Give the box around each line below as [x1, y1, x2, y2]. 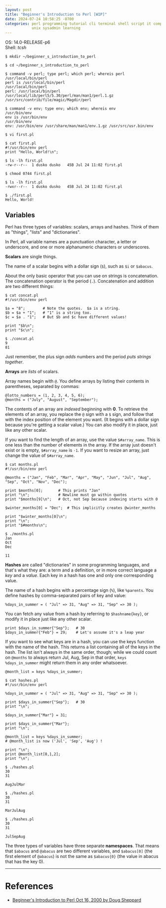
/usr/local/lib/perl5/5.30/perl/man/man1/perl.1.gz [5, 93, 114, 98]
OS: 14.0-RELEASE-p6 [5, 39, 50, 45]
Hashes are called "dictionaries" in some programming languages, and [5, 562, 150, 567]
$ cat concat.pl [5, 293, 39, 298]
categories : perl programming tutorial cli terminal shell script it [5, 21, 152, 26]
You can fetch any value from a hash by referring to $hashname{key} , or [5, 611, 149, 617]
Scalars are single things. [5, 253, 57, 259]
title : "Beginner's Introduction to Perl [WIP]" [5, 12, 107, 17]
